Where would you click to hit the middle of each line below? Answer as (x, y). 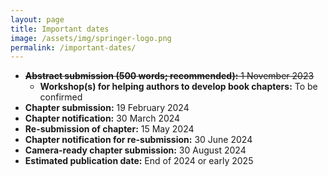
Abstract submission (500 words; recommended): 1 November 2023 (169, 76)
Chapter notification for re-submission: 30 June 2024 (138, 140)
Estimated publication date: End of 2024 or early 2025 (139, 161)
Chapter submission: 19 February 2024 (107, 108)
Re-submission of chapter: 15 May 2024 (109, 129)
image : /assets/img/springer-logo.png (91, 38)
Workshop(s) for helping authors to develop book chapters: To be (178, 87)
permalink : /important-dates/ (73, 47)
